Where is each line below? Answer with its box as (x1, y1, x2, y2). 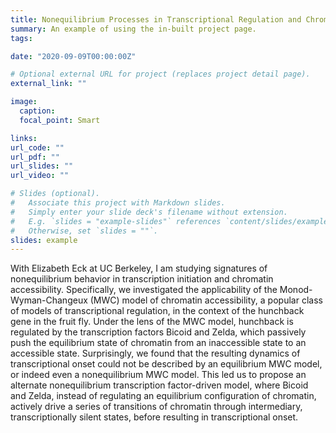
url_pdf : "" (10, 152, 60, 162)
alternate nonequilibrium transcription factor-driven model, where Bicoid (10, 379, 309, 391)
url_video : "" (10, 171, 70, 181)
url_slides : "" (10, 161, 74, 171)
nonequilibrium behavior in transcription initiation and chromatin (10, 273, 274, 285)
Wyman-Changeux (10, 294, 88, 306)
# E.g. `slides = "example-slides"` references (10, 216, 222, 226)
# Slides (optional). (10, 189, 101, 199)
